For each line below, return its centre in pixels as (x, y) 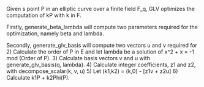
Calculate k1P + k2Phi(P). (38, 78)
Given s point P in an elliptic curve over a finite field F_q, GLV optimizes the (100, 9)
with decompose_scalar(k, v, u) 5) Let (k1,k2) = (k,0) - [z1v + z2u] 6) (92, 71)
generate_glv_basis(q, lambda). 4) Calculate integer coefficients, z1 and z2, (101, 64)
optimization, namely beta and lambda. (55, 33)
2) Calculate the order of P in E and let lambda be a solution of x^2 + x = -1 (100, 52)
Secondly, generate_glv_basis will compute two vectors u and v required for (102, 45)
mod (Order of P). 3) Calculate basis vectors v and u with (78, 58)
